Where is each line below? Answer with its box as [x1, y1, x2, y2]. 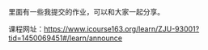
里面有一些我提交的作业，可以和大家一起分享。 [8, 7, 164, 16]
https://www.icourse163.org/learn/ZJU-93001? [44, 24, 200, 34]
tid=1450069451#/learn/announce [8, 33, 123, 43]
